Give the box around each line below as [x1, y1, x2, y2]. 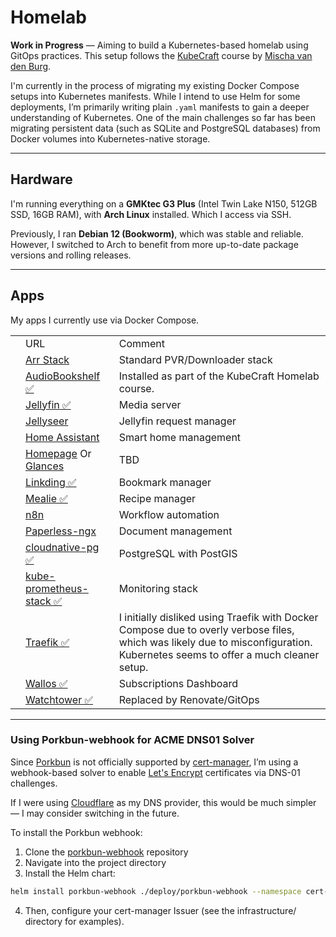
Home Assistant [25, 430, 100, 444]
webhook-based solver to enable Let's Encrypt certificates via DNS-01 [10, 766, 301, 778]
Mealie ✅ [25, 491, 68, 505]
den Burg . [10, 60, 52, 72]
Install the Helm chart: [24, 867, 116, 879]
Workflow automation [118, 507, 220, 521]
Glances [25, 459, 65, 473]
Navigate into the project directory [24, 856, 167, 868]
